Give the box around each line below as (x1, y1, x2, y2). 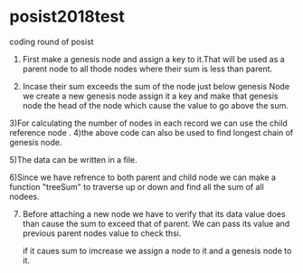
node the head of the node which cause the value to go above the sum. (22, 99, 289, 110)
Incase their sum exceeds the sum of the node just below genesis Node (22, 80, 290, 91)
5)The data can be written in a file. (9, 154, 137, 165)
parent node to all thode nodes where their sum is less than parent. (22, 63, 273, 74)
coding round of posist (9, 36, 94, 47)
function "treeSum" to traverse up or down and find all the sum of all (9, 181, 264, 192)
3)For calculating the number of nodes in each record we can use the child (9, 118, 288, 128)
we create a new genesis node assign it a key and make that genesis (22, 90, 279, 101)
